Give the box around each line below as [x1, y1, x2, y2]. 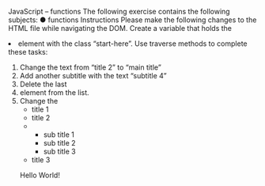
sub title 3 [43, 146, 77, 156]
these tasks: [8, 47, 48, 56]
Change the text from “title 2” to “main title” [19, 63, 162, 72]
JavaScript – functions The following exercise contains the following [8, 7, 231, 16]
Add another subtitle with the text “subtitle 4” [19, 71, 168, 80]
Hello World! [19, 170, 61, 180]
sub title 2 [43, 139, 77, 147]
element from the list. [19, 88, 89, 97]
